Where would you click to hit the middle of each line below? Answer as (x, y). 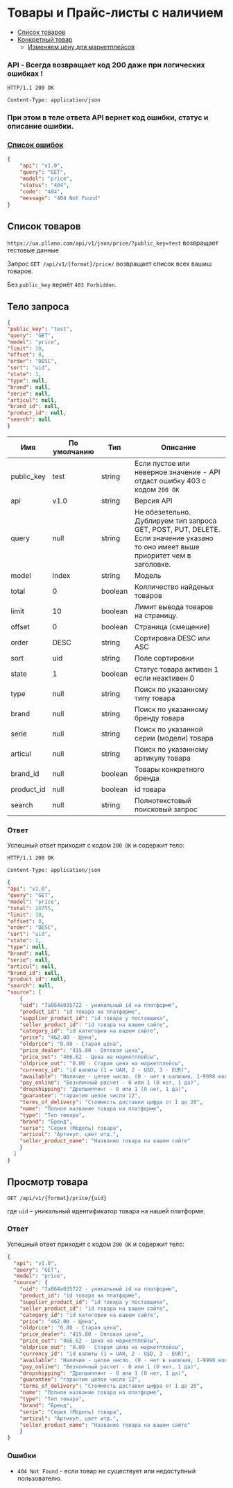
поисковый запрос (166, 809)
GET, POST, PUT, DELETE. (177, 529)
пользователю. (40, 1478)
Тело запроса (38, 306)
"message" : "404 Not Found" (60, 198)
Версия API (153, 501)
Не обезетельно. (162, 512)
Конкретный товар (45, 39)
